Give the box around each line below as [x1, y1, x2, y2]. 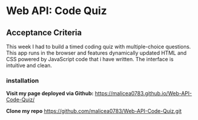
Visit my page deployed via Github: [6, 90, 94, 97]
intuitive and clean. [6, 62, 52, 69]
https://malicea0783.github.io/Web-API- [94, 90, 192, 97]
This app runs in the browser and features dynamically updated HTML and [6, 49, 187, 56]
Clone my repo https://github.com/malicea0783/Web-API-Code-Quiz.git [6, 108, 182, 115]
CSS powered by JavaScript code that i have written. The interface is [6, 56, 174, 62]
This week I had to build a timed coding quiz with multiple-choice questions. [6, 43, 192, 50]
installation [6, 76, 39, 85]
